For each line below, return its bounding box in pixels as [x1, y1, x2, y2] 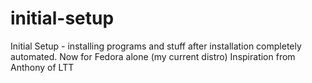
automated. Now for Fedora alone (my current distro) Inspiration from [10, 50, 296, 62]
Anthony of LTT [10, 61, 75, 73]
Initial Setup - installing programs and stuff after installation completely [10, 40, 302, 52]
